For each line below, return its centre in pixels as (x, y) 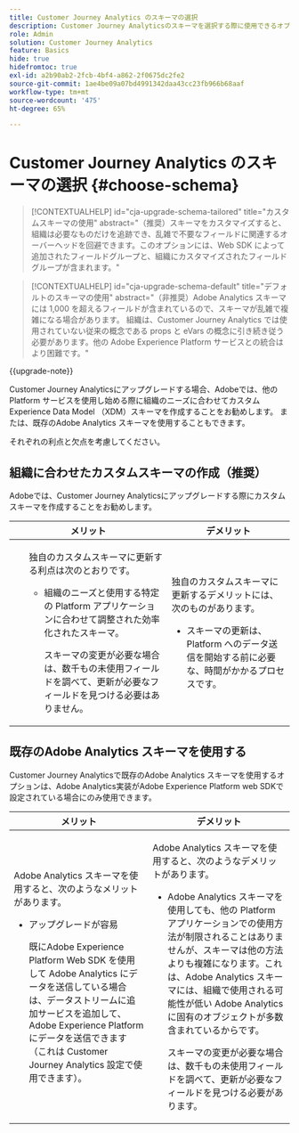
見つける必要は (120, 695)
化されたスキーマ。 (84, 633)
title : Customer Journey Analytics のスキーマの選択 (104, 17)
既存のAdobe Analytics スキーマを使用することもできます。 (141, 423)
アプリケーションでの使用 (221, 923)
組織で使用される (239, 990)
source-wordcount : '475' (55, 100)
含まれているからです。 (216, 1030)
